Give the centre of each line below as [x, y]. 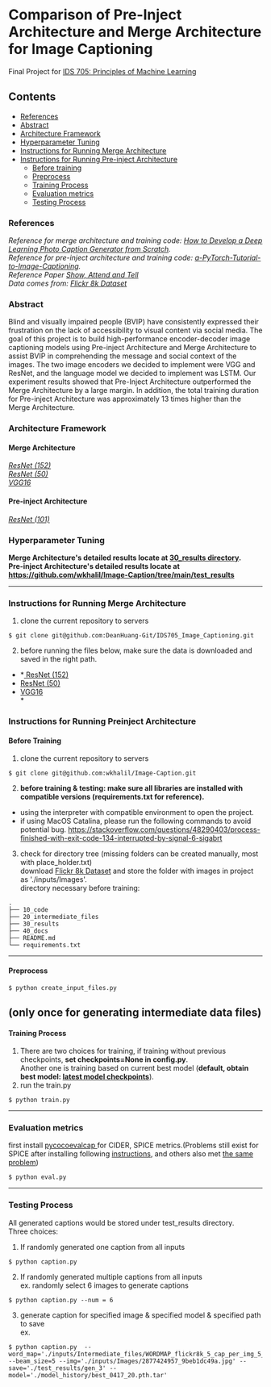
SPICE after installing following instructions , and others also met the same [131, 1154]
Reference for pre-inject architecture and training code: [101, 258]
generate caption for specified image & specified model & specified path [140, 1315]
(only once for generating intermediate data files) [135, 1012]
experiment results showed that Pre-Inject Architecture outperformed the [130, 382]
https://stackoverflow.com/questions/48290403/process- [164, 829]
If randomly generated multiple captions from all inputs [111, 1276]
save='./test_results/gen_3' [57, 1368]
